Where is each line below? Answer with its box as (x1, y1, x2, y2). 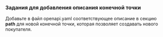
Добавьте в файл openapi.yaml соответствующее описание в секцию (5, 16, 157, 22)
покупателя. (5, 26, 32, 32)
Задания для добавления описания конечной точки (5, 4, 142, 11)
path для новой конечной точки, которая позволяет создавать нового (5, 21, 158, 27)
